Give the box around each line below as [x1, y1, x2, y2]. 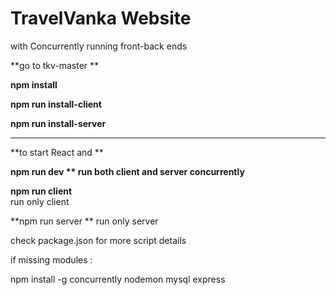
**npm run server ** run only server [10, 215, 159, 227]
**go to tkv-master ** [10, 59, 100, 71]
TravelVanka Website [10, 7, 192, 30]
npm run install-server [10, 117, 107, 129]
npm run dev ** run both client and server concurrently [10, 165, 245, 177]
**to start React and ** [10, 146, 104, 158]
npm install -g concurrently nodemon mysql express [10, 273, 226, 285]
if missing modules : [10, 253, 93, 266]
